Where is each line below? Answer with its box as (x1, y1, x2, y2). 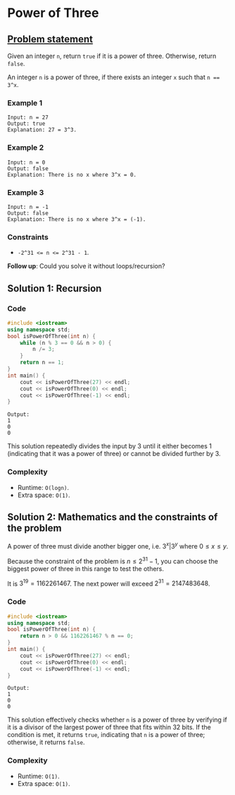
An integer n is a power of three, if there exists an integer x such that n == (7, 73, 220, 81)
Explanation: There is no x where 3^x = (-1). (7, 215, 146, 223)
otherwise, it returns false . (7, 738, 86, 746)
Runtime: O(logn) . (17, 483, 69, 491)
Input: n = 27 (7, 114, 49, 121)
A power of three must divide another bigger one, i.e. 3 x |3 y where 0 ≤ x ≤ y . (7, 541, 229, 551)
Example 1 (7, 97, 43, 107)
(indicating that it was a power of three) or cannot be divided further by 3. (7, 450, 221, 458)
